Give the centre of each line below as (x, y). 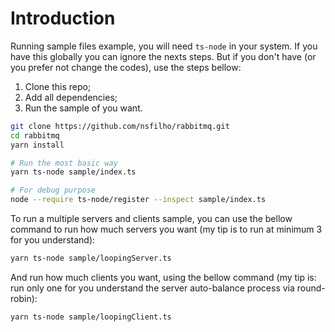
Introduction (63, 18)
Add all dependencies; (71, 97)
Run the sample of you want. (83, 108)
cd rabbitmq (35, 135)
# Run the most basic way (64, 163)
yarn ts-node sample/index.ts (73, 172)
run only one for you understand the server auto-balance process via (152, 288)
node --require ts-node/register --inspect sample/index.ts (138, 200)
